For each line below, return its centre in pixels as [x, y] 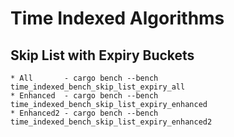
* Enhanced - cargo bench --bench [84, 96]
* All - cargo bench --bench [84, 78]
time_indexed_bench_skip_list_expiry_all [98, 87]
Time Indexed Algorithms [117, 18]
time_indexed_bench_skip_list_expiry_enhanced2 [111, 122]
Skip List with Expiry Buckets [102, 55]
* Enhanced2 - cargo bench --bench [84, 113]
